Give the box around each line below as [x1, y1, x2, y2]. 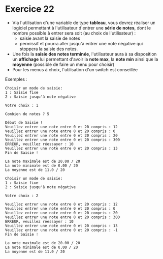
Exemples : [5, 76, 28, 82]
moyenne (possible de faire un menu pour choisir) [12, 61, 115, 67]
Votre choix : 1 [5, 103, 38, 108]
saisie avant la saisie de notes [19, 35, 80, 41]
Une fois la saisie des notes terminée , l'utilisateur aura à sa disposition [12, 51, 157, 57]
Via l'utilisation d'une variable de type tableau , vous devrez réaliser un [12, 20, 156, 26]
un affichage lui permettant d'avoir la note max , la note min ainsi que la [12, 56, 159, 62]
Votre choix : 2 [5, 193, 38, 198]
